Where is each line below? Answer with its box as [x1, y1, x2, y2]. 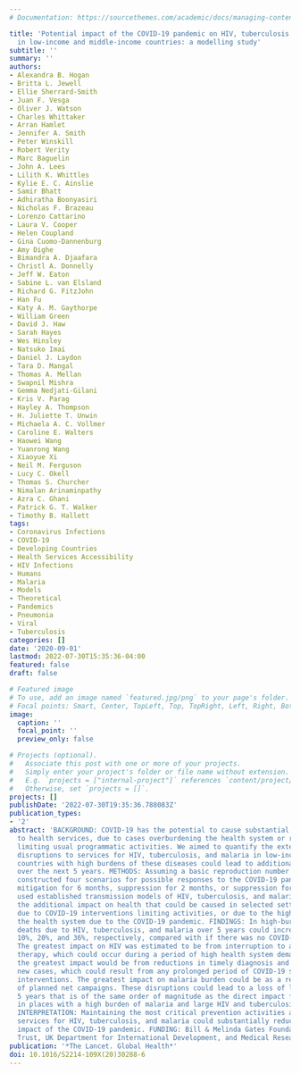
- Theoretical [9, 594, 62, 603]
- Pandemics [9, 602, 54, 612]
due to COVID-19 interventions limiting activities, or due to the [17, 909, 274, 918]
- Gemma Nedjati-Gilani [9, 386, 98, 396]
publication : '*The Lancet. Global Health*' [9, 1042, 178, 1051]
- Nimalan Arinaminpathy [9, 486, 102, 495]
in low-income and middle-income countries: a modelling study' [17, 38, 262, 46]
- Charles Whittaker [9, 113, 87, 122]
